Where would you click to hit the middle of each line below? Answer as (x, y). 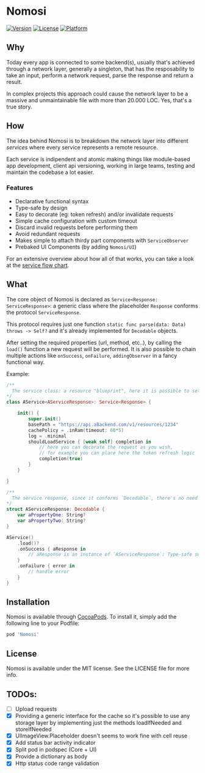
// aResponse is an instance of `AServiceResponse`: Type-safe (110, 555)
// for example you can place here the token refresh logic (117, 453)
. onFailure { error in (46, 566)
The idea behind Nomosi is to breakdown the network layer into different (97, 141)
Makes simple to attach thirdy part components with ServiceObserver (102, 240)
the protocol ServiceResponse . (44, 312)
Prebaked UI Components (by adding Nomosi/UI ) (76, 247)
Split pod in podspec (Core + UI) (56, 750)
